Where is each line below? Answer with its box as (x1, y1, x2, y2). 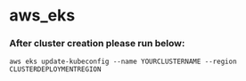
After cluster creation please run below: (9, 37, 185, 50)
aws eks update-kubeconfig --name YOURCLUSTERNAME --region (9, 57, 238, 67)
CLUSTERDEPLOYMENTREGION (9, 65, 102, 74)
